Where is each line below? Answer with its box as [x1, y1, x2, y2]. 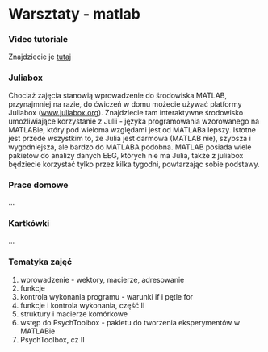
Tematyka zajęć [8, 256, 73, 267]
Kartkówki [8, 218, 50, 228]
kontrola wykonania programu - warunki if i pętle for [19, 291, 194, 301]
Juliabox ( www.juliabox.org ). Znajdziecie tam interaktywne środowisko [8, 107, 244, 117]
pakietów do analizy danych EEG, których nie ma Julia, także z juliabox [8, 150, 244, 160]
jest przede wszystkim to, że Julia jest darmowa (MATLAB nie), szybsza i [8, 133, 252, 143]
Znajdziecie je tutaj [8, 52, 71, 61]
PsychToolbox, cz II [19, 334, 85, 344]
